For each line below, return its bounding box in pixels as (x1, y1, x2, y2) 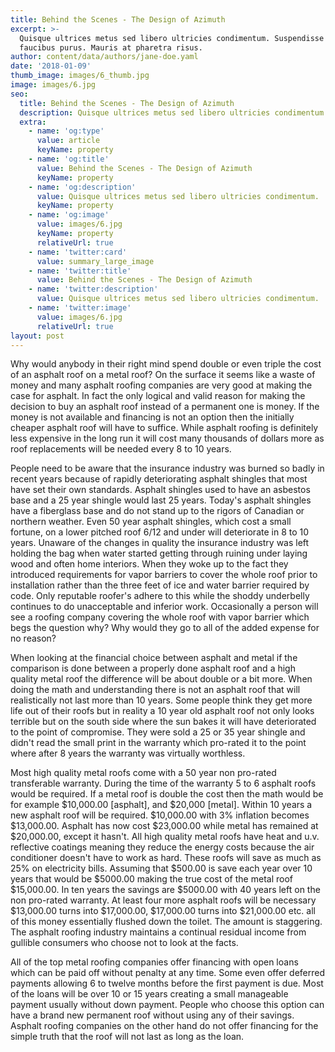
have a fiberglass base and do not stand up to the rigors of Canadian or (10, 505, 305, 517)
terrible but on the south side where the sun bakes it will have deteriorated (10, 716, 317, 728)
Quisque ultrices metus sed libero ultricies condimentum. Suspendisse (19, 33, 325, 43)
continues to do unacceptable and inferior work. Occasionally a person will (10, 601, 319, 613)
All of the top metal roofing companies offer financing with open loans (10, 956, 299, 968)
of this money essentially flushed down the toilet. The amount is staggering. (10, 916, 323, 928)
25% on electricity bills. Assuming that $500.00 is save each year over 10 (10, 862, 313, 875)
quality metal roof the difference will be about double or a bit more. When (10, 673, 313, 685)
